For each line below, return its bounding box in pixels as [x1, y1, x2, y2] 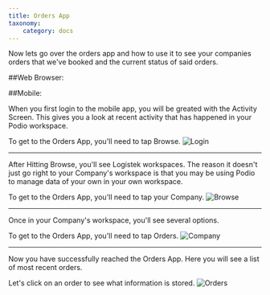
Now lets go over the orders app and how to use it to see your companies [8, 49, 252, 59]
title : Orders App [8, 11, 70, 20]
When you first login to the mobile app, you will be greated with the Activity [8, 104, 257, 113]
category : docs [22, 27, 74, 35]
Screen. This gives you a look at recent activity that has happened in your [8, 113, 252, 122]
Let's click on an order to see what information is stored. [8, 278, 195, 288]
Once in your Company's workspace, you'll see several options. [8, 215, 219, 225]
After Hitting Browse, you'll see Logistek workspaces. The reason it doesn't [8, 160, 258, 170]
